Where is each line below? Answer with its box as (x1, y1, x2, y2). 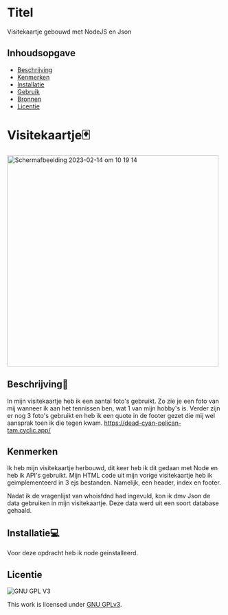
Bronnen (16, 95, 42, 103)
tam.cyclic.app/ (7, 426, 51, 434)
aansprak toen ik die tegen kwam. (7, 419, 103, 427)
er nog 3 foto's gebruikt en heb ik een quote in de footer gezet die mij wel (7, 411, 215, 419)
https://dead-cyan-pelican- (104, 419, 182, 427)
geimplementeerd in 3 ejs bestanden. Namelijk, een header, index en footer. (7, 478, 221, 487)
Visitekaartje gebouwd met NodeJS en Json (7, 27, 132, 36)
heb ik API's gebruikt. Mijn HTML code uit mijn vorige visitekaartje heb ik (7, 472, 213, 480)
